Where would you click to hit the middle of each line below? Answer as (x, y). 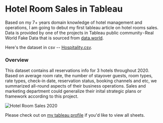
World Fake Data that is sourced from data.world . (54, 38)
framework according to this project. (42, 96)
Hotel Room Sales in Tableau (64, 9)
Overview (17, 60)
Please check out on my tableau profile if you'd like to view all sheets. (75, 115)
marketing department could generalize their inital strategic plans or (73, 91)
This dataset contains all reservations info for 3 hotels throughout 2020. (77, 70)
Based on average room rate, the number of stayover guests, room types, (79, 76)
